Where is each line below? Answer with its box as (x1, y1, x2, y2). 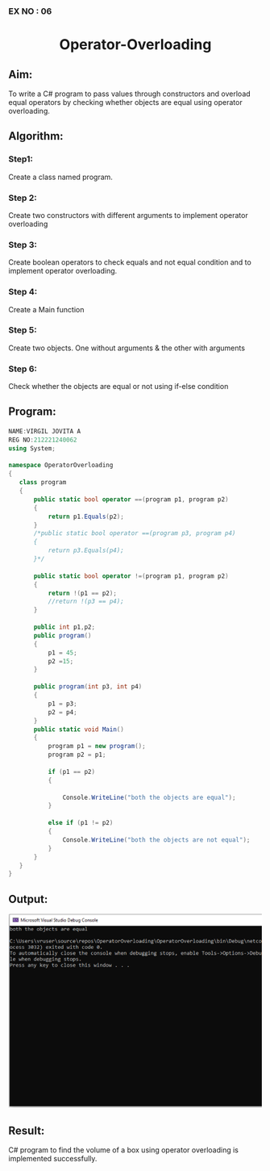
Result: (8, 1123, 45, 1137)
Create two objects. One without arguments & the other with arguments (8, 343, 246, 353)
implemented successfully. (8, 1153, 98, 1163)
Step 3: (8, 239, 38, 250)
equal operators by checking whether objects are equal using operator (8, 97, 243, 107)
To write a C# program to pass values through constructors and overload (8, 89, 251, 98)
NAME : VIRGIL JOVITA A (8, 427, 81, 435)
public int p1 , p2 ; (33, 623, 95, 631)
